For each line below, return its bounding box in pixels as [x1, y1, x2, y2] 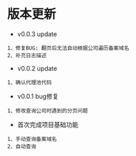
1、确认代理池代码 [7, 79, 52, 86]
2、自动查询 [7, 143, 37, 150]
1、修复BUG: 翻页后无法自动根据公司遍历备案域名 [7, 45, 130, 52]
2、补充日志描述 [7, 52, 47, 59]
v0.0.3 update [17, 29, 58, 38]
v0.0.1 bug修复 [17, 92, 59, 100]
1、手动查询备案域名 [7, 135, 58, 143]
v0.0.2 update [17, 64, 58, 72]
